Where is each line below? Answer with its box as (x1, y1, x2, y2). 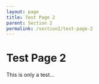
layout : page (6, 8, 39, 15)
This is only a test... (6, 71, 55, 79)
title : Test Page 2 (6, 14, 56, 20)
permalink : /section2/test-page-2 (6, 25, 94, 32)
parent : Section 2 (6, 20, 53, 26)
